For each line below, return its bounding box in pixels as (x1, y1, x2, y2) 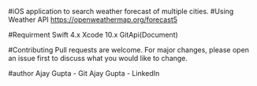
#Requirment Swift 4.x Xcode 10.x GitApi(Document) (8, 30, 179, 39)
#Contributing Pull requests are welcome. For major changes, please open (8, 45, 250, 54)
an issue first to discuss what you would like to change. (8, 54, 188, 63)
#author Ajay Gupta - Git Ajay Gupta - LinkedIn (8, 69, 160, 77)
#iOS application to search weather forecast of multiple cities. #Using (8, 7, 234, 16)
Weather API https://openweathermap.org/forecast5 (8, 15, 178, 24)
